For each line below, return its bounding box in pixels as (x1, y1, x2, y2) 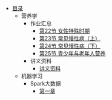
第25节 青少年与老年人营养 (39, 50, 106, 57)
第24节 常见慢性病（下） (39, 42, 101, 49)
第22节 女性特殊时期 (39, 27, 90, 34)
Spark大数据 (30, 80, 62, 87)
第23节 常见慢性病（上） (39, 35, 101, 42)
